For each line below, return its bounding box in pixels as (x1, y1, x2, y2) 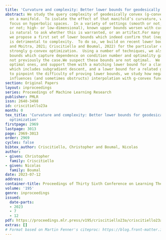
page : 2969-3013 (5, 131, 39, 136)
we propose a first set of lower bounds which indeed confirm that (9, 35, 152, 40)
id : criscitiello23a (5, 103, 48, 108)
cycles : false (5, 140, 35, 145)
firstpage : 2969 (5, 122, 39, 127)
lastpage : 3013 (5, 126, 37, 131)
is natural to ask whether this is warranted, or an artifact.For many (9, 30, 161, 35)
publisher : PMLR (5, 94, 39, 99)
